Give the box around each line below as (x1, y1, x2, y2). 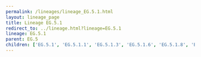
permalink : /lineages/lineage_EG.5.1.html (5, 8, 113, 15)
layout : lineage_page (5, 14, 60, 20)
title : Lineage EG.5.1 (5, 20, 62, 26)
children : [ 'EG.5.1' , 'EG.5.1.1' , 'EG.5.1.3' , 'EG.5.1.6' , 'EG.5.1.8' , (5, 42, 188, 48)
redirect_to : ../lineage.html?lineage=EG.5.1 (5, 25, 121, 31)
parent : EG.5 (5, 36, 38, 42)
